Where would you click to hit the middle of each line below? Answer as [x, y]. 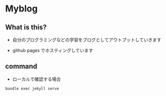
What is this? [26, 27]
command [21, 66]
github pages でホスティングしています [53, 50]
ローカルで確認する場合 [36, 79]
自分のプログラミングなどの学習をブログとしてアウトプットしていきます [87, 40]
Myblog [21, 9]
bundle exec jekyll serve [32, 88]
